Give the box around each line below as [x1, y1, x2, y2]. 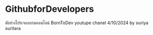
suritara [5, 25, 21, 31]
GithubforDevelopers [5, 3, 94, 15]
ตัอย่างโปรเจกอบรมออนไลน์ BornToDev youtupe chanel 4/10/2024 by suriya [5, 20, 149, 26]
